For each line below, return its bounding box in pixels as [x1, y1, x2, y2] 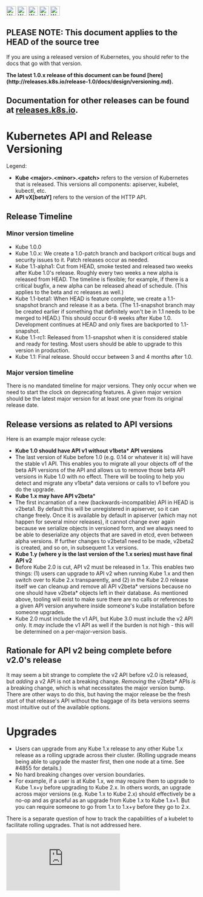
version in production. [15, 347, 70, 354]
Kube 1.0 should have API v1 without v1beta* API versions [15, 447, 164, 454]
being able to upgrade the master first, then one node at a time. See [15, 758, 185, 765]
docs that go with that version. [6, 60, 82, 67]
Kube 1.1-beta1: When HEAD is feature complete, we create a [15, 295, 167, 302]
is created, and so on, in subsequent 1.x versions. [15, 544, 139, 551]
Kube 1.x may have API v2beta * [15, 492, 96, 499]
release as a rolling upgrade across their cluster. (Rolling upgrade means [15, 751, 196, 758]
